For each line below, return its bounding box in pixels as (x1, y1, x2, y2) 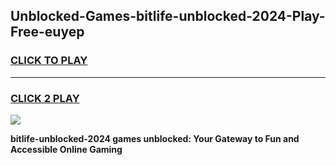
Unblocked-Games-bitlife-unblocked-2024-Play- (10, 8, 326, 25)
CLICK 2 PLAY (10, 91, 80, 105)
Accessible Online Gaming (10, 143, 123, 155)
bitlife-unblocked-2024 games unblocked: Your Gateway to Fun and (10, 132, 300, 144)
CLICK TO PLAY (10, 54, 88, 68)
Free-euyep (10, 24, 85, 41)
